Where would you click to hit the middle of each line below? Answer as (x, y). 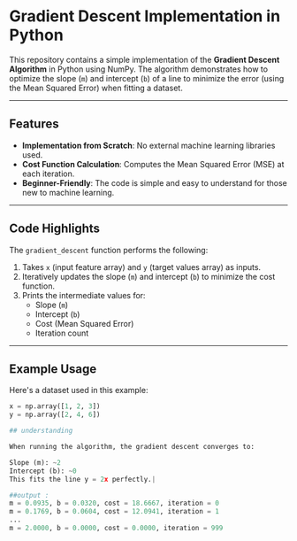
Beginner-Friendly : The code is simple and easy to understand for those (154, 182)
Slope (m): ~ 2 (35, 462)
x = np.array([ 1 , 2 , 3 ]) (55, 406)
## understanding (41, 431)
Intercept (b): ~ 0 (43, 471)
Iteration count (62, 333)
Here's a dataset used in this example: (79, 390)
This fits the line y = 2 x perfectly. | (83, 479)
